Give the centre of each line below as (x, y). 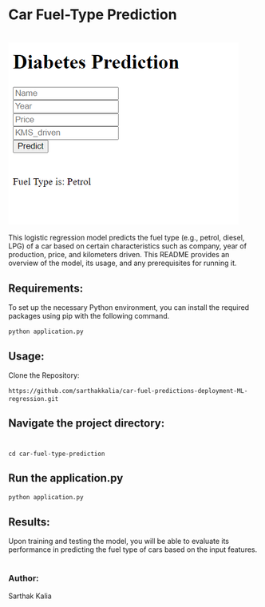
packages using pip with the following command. (89, 316)
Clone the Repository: (44, 375)
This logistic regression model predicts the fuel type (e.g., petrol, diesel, (127, 238)
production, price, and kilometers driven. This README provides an (119, 255)
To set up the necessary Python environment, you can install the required (129, 307)
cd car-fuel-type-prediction (57, 454)
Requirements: (46, 288)
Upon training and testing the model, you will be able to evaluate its (119, 542)
